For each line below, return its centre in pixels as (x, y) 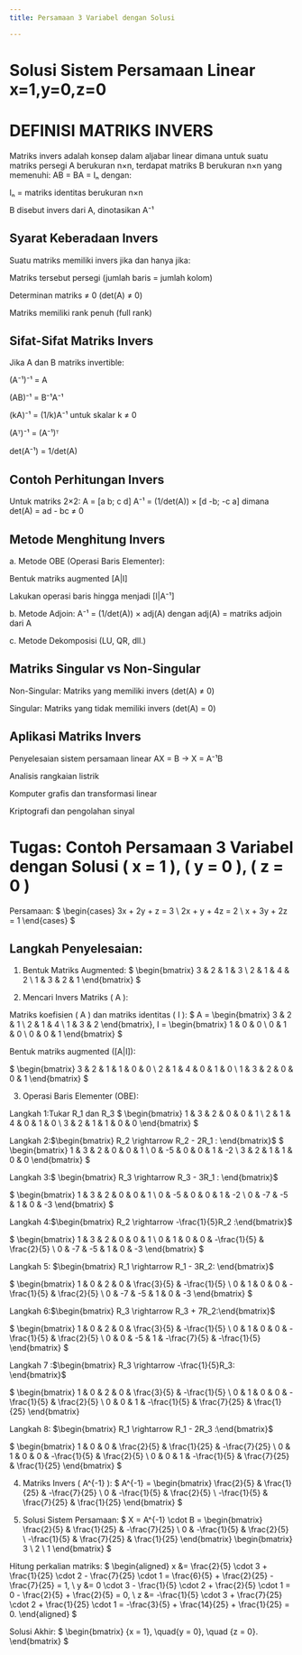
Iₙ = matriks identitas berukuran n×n (77, 192)
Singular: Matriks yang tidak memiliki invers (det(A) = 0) (113, 708)
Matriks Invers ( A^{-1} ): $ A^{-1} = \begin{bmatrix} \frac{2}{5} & (142, 1483)
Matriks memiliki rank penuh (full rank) (81, 312)
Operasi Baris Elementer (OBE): (81, 1096)
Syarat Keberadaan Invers (84, 239)
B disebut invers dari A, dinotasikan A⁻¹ (82, 209)
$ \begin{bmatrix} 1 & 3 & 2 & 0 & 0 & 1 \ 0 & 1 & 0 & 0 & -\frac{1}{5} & (137, 1240)
